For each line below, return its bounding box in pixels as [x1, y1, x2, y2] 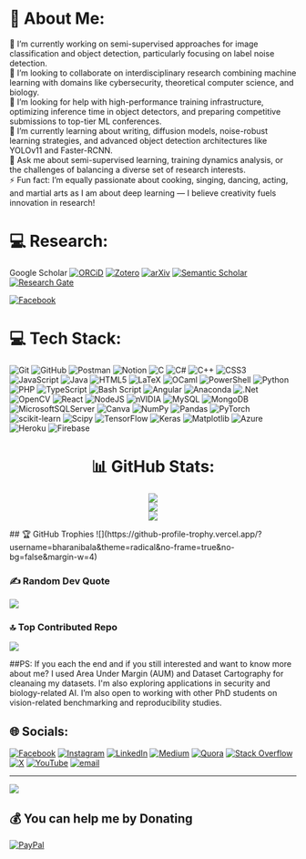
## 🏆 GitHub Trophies [9, 528, 95, 539]
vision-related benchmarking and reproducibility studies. [9, 697, 222, 709]
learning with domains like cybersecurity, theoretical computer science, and [9, 77, 294, 87]
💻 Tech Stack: [9, 328, 122, 349]
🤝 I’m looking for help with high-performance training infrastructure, [9, 96, 264, 107]
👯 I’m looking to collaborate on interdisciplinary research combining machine [9, 67, 297, 78]
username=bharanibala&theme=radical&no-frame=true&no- [9, 541, 235, 552]
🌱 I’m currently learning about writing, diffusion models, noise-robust [9, 125, 269, 136]
